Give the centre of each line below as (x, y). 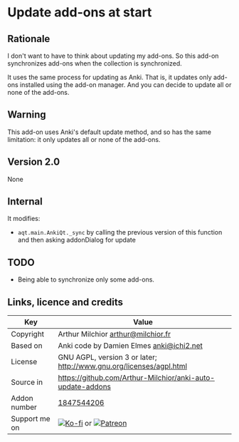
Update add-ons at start (80, 12)
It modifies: (24, 219)
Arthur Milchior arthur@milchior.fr (115, 334)
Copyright (28, 334)
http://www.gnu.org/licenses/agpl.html (122, 366)
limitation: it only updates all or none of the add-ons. (84, 139)
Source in (27, 382)
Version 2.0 (34, 162)
